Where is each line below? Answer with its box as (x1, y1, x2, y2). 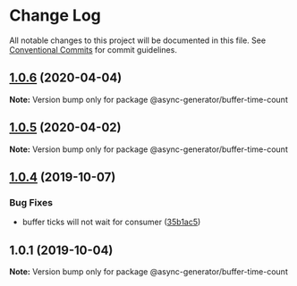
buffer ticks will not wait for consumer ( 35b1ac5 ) (21, 216, 201, 228)
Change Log (9, 5, 101, 26)
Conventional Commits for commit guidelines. (9, 44, 177, 55)
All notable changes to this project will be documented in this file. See (9, 35, 267, 46)
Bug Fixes (9, 196, 54, 208)
